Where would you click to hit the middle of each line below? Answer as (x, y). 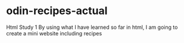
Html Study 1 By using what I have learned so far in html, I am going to (92, 27)
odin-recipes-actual (57, 11)
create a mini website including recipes (54, 33)
